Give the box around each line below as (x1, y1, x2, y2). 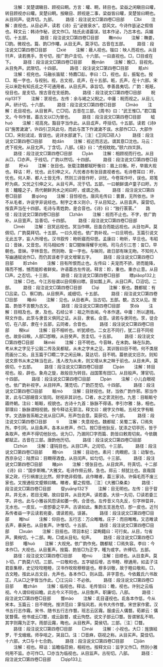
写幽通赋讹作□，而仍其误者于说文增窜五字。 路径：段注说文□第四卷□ (5, 254, 154, 260)
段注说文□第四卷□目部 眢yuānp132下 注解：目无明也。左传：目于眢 (5, 486, 158, 491)
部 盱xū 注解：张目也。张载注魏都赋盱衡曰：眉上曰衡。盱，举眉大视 (5, 163, 157, 168)
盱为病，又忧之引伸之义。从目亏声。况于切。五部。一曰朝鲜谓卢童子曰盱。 (5, 181, 154, 187)
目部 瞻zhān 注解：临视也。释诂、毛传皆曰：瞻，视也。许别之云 (5, 583, 149, 589)
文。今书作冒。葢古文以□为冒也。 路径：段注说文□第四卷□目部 (5, 114, 142, 119)
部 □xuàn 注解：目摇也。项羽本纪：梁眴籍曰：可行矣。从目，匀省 (5, 529, 153, 534)
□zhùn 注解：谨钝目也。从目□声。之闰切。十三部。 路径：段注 (13, 443, 157, 449)
